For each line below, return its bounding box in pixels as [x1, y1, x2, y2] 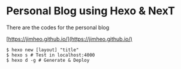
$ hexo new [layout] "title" [6, 46, 79, 53]
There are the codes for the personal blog [6, 24, 110, 31]
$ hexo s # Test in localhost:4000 [6, 52, 95, 58]
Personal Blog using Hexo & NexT [6, 4, 176, 18]
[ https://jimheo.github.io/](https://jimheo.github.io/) [6, 35, 133, 42]
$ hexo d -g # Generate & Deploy [6, 57, 90, 63]
